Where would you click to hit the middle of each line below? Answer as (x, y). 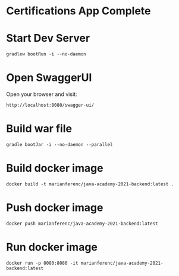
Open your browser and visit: (42, 94)
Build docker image (55, 168)
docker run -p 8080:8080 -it (42, 263)
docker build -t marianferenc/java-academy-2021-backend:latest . (90, 184)
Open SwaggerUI (49, 78)
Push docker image (55, 208)
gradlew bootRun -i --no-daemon (46, 54)
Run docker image (52, 247)
